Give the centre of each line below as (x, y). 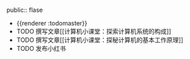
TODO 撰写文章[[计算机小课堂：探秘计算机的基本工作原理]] (100, 40)
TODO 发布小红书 (41, 48)
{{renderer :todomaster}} (52, 23)
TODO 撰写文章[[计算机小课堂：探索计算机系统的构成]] (94, 31)
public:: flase (25, 10)
